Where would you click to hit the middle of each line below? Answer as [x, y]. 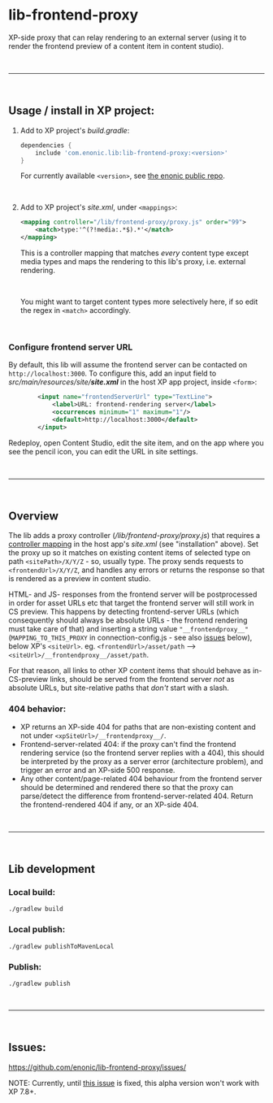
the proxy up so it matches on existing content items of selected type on [129, 553]
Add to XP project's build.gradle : [75, 130]
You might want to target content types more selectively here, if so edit [139, 302]
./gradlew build [36, 909]
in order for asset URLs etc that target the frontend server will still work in [131, 603]
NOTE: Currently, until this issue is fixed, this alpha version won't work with [134, 1083]
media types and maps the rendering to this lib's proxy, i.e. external [133, 261]
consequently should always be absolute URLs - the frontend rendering [128, 620]
